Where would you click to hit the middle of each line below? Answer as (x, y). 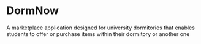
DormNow (33, 11)
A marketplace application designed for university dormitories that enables (100, 28)
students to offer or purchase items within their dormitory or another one (98, 34)
